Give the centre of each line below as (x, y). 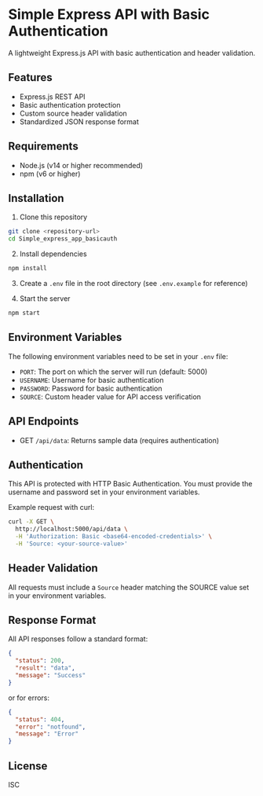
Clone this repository (53, 217)
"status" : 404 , (40, 719)
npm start (24, 313)
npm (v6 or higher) (50, 174)
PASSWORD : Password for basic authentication (91, 388)
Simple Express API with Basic (109, 15)
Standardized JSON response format (79, 121)
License (28, 766)
